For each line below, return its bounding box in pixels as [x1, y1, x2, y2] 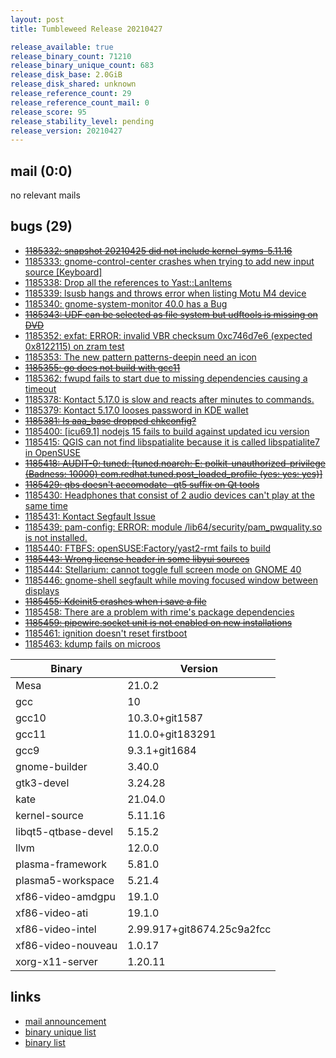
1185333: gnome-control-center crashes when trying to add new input [24, 255, 315, 267]
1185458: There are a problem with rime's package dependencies [24, 606, 295, 618]
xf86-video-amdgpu [15, 889, 116, 903]
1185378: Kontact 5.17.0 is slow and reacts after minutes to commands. [24, 393, 315, 405]
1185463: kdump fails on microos [24, 637, 161, 650]
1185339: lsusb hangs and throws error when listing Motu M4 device [24, 287, 307, 299]
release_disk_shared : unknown [10, 79, 137, 90]
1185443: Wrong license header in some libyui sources [24, 552, 250, 565]
